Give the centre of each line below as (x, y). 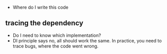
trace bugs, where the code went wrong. (55, 46)
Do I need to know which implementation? (57, 35)
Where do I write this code (41, 7)
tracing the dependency (44, 23)
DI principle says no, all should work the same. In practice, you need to (87, 40)
